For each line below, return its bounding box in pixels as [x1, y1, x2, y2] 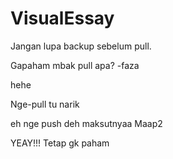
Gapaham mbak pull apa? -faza [10, 59, 140, 71]
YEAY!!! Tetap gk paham [10, 137, 110, 149]
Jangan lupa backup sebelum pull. [10, 40, 152, 52]
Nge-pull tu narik [10, 98, 80, 110]
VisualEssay [10, 7, 115, 30]
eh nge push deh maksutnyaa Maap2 [10, 117, 163, 129]
